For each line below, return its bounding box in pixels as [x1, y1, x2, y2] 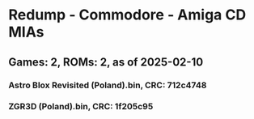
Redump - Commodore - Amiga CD [8, 6, 247, 24]
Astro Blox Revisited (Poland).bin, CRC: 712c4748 [8, 79, 207, 91]
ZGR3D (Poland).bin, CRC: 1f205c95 [8, 101, 154, 113]
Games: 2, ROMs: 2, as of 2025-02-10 [8, 55, 204, 69]
